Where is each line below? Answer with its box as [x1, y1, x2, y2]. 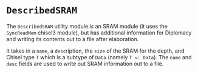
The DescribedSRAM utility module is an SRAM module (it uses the [6, 22, 168, 30]
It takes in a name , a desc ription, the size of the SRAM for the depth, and [6, 47, 185, 54]
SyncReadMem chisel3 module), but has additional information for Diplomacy [6, 29, 192, 36]
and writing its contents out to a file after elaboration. [6, 35, 139, 42]
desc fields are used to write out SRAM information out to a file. [6, 60, 164, 67]
